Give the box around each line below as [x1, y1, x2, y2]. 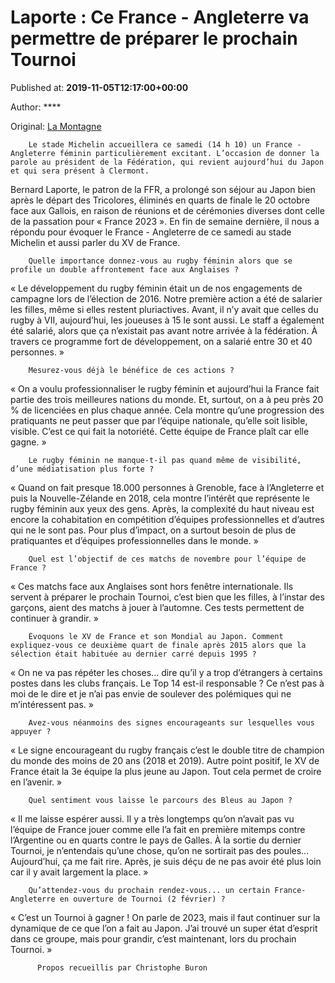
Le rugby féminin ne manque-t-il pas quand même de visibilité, [28, 455, 302, 465]
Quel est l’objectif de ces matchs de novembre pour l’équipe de [28, 554, 307, 564]
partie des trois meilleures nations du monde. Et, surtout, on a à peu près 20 [10, 393, 324, 405]
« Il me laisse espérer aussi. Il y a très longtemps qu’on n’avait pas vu [10, 812, 295, 825]
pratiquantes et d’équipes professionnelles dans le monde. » [10, 534, 259, 546]
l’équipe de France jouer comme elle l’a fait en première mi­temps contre [10, 823, 306, 835]
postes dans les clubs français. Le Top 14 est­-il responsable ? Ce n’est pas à [10, 677, 325, 689]
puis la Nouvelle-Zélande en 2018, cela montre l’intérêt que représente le [10, 492, 310, 504]
